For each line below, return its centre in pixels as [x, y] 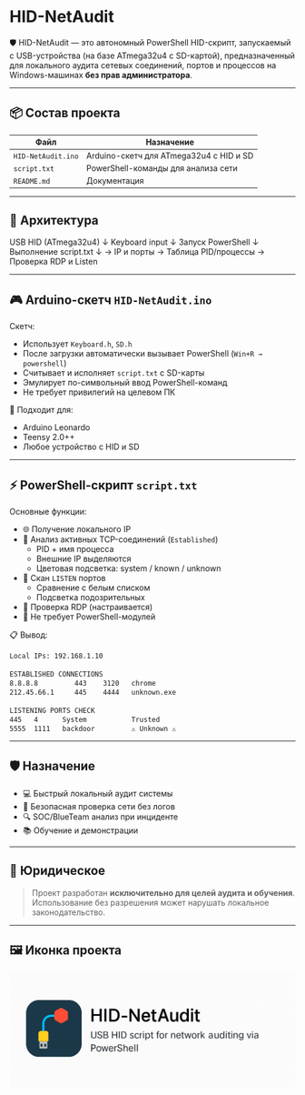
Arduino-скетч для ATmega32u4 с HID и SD [170, 156]
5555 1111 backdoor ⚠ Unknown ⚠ [93, 728]
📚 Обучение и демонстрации [80, 830]
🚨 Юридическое [58, 871]
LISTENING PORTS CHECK [52, 710]
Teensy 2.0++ [49, 437]
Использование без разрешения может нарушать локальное [150, 902]
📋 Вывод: [29, 635]
